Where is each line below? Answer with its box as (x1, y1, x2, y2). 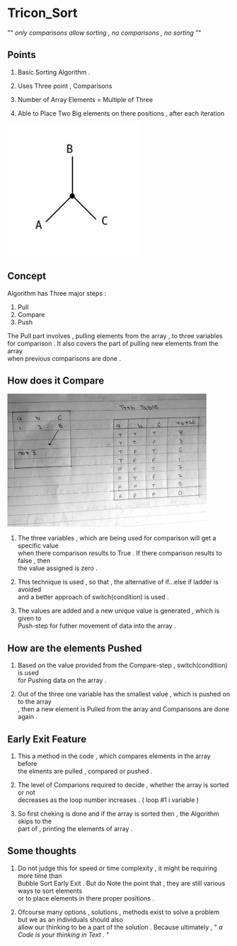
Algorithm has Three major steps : (7, 289, 107, 297)
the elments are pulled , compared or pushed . (17, 767, 153, 775)
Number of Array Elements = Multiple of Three (17, 95, 154, 104)
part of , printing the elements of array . (17, 825, 133, 833)
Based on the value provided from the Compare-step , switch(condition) (17, 661, 228, 669)
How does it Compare (7, 374, 105, 386)
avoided (17, 585, 42, 594)
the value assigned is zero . (17, 564, 98, 572)
